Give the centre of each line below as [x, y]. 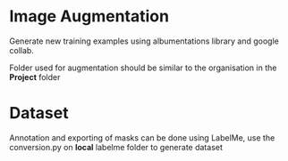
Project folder [35, 76]
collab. [21, 50]
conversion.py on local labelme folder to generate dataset [116, 147]
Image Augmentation [89, 16]
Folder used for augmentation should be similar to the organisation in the [143, 68]
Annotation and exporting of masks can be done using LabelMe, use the [142, 137]
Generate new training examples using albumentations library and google [144, 41]
